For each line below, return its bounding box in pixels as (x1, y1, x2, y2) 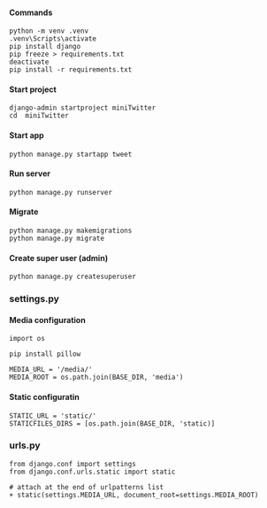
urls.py (9, 439, 42, 451)
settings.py (9, 293, 60, 305)
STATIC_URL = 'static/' (9, 412, 97, 420)
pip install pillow (9, 350, 81, 358)
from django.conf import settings (9, 459, 137, 468)
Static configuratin (9, 391, 80, 402)
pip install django (9, 42, 81, 51)
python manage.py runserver (9, 188, 113, 196)
